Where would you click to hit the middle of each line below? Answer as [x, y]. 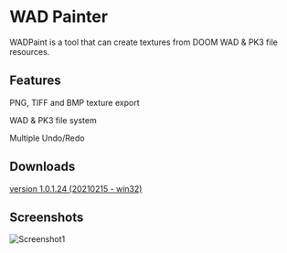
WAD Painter [58, 17]
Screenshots [47, 217]
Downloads [43, 167]
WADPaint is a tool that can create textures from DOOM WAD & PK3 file [144, 42]
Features [35, 81]
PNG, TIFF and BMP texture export [74, 102]
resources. [30, 51]
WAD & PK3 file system [53, 120]
